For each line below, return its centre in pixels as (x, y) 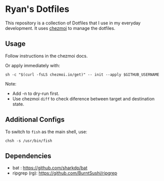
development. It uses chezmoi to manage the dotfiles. (60, 28)
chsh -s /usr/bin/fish (29, 141)
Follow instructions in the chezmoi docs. (47, 56)
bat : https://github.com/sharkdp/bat (50, 168)
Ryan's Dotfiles (37, 9)
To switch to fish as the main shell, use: (46, 132)
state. (18, 104)
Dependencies (28, 156)
